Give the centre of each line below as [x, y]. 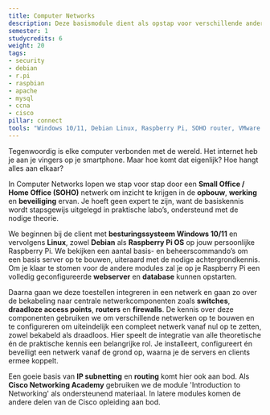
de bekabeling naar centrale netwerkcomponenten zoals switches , [119, 301]
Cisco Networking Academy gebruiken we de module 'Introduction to [125, 384]
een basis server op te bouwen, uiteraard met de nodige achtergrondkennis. [134, 259]
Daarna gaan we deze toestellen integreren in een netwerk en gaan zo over [133, 292]
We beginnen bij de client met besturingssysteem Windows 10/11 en [123, 234]
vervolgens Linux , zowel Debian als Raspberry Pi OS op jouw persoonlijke [132, 242]
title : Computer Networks [51, 16]
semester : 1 [28, 31]
